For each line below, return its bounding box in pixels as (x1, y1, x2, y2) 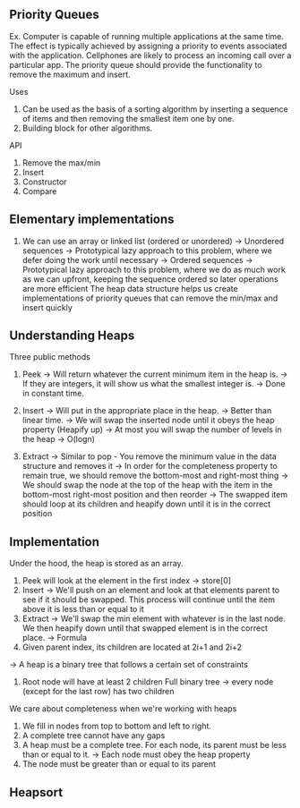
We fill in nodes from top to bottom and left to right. (21, 720, 212, 732)
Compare (21, 185, 57, 196)
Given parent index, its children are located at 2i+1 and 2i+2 (21, 642, 243, 652)
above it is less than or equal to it (21, 604, 145, 615)
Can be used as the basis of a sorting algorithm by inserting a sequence (21, 103, 288, 115)
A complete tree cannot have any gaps (21, 730, 166, 741)
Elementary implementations (9, 212, 175, 227)
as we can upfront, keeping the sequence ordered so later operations (21, 273, 279, 285)
